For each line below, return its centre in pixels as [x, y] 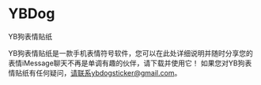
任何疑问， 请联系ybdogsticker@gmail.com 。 [108, 72]
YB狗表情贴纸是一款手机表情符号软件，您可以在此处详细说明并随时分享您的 [130, 53]
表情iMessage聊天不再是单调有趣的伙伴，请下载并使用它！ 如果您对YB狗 [127, 63]
